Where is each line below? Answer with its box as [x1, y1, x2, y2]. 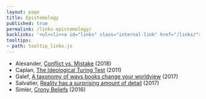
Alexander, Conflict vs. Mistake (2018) [15, 59, 112, 67]
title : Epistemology [6, 15, 59, 21]
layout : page [6, 9, 40, 15]
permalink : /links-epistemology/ [6, 26, 92, 32]
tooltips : [6, 37, 32, 43]
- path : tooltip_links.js [6, 43, 72, 50]
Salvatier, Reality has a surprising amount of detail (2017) [15, 79, 159, 86]
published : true [6, 20, 48, 26]
